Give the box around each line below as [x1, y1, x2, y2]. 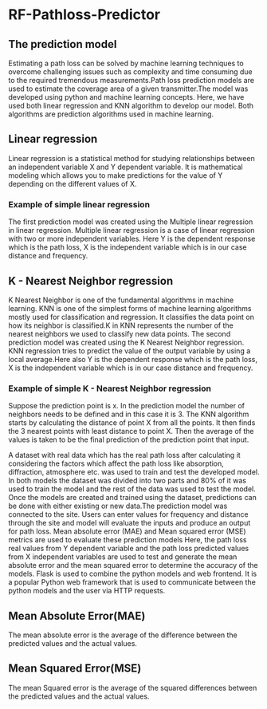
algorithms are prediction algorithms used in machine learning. [8, 109, 214, 119]
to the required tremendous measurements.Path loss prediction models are [8, 76, 255, 85]
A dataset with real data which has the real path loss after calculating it [8, 451, 241, 460]
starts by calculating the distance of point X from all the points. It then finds [8, 418, 256, 427]
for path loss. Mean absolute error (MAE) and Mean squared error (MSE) [8, 526, 246, 536]
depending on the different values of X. [8, 179, 137, 188]
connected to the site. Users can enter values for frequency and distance [8, 510, 249, 519]
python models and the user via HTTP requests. [8, 586, 166, 596]
